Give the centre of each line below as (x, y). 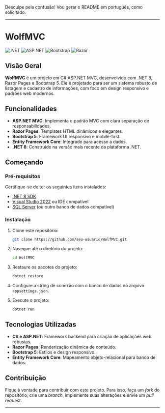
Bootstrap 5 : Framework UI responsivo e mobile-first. (66, 136)
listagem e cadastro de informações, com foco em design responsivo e (77, 88)
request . (14, 400)
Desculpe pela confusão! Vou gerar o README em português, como (74, 7)
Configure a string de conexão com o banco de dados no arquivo (78, 286)
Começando (24, 162)
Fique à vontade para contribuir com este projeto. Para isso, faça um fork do (82, 390)
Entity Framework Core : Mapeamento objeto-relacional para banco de (84, 357)
